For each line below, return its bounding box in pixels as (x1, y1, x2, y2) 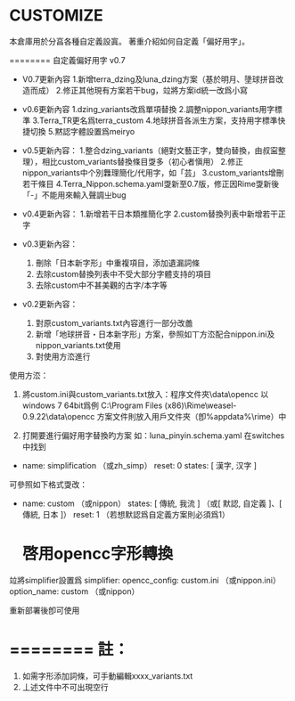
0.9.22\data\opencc (21, 411, 95, 421)
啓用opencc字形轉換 (21, 544, 174, 564)
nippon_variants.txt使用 (35, 339, 121, 350)
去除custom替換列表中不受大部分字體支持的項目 (35, 268, 212, 279)
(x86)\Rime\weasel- (164, 400, 237, 411)
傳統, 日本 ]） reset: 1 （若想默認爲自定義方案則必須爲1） (21, 509, 230, 519)
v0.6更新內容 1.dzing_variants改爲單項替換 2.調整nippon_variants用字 (21, 103, 275, 114)
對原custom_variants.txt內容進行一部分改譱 (35, 317, 193, 328)
